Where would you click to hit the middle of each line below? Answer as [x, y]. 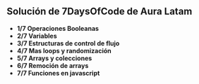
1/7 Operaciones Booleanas [58, 28]
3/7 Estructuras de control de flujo [68, 43]
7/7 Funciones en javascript [58, 73]
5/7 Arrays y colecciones [54, 58]
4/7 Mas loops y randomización [64, 50]
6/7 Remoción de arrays [53, 65]
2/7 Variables [37, 36]
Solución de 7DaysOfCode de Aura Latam [99, 12]
